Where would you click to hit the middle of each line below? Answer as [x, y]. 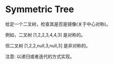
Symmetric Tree [40, 9]
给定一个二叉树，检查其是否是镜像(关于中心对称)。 [58, 24]
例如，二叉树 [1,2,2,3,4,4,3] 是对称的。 [45, 35]
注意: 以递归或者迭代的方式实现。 [40, 56]
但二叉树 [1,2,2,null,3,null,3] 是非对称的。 [48, 45]
